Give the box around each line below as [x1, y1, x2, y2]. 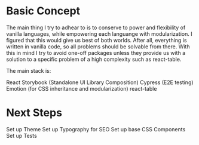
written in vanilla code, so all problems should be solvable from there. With [6, 43, 190, 50]
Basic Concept [6, 4, 81, 18]
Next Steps [6, 106, 63, 120]
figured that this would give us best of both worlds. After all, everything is [6, 36, 187, 44]
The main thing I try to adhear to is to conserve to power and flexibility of [6, 24, 186, 31]
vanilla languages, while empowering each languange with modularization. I [6, 30, 192, 37]
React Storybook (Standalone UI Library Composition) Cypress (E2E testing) [6, 79, 194, 86]
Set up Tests [6, 132, 37, 139]
